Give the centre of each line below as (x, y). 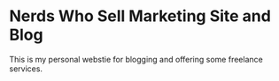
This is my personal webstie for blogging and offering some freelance (136, 59)
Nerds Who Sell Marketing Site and (140, 16)
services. (26, 69)
